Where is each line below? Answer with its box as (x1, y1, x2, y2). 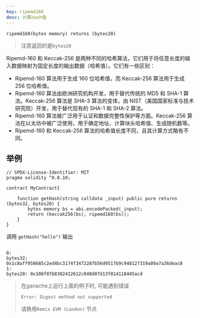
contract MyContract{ (6, 186, 60, 192)
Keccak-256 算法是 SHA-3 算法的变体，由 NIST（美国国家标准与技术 (25, 97, 194, 104)
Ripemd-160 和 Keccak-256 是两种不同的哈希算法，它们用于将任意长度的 (6, 54, 185, 61)
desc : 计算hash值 (6, 14, 47, 20)
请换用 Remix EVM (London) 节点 (20, 305, 97, 313)
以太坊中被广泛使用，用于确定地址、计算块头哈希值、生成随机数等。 (25, 119, 193, 126)
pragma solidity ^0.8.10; (6, 175, 70, 181)
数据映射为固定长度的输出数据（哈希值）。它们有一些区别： (11, 62, 155, 69)
